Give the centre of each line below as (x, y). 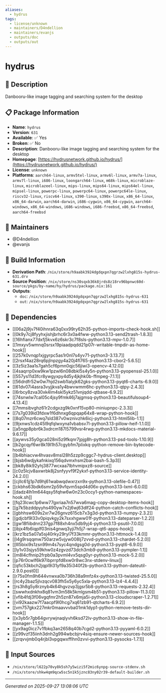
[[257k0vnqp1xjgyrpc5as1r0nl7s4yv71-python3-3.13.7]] (68, 355)
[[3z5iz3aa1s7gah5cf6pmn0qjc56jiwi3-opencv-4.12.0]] (68, 366)
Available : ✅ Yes (29, 138)
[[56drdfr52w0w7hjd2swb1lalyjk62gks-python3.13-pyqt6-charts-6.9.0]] (85, 382)
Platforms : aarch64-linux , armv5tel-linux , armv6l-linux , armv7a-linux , (84, 175)
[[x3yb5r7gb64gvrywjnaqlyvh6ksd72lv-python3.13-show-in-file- (78, 618)
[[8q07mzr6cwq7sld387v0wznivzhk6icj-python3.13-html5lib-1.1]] (78, 418)
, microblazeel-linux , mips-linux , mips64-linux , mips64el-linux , (89, 185)
